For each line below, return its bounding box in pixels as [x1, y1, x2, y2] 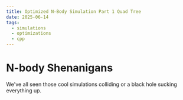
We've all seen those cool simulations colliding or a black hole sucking [6, 81, 177, 88]
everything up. [6, 86, 42, 94]
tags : [6, 19, 19, 25]
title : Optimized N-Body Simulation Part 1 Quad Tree [6, 8, 142, 15]
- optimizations [11, 31, 51, 36]
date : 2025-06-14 [6, 14, 49, 20]
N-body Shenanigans [6, 61, 113, 75]
